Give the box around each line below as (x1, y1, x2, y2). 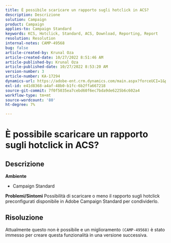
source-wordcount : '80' (5, 97, 56, 102)
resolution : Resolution (5, 36, 56, 41)
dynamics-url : (5, 78, 36, 84)
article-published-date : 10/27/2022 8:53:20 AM (5, 64, 108, 69)
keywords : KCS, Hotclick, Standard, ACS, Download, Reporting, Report (5, 31, 158, 36)
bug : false (5, 45, 28, 50)
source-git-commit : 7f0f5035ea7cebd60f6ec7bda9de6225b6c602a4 (5, 88, 140, 93)
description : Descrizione (5, 12, 60, 17)
